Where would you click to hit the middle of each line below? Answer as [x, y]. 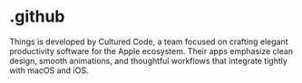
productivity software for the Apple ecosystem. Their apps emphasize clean [151, 51]
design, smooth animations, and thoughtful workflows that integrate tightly [149, 60]
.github [37, 17]
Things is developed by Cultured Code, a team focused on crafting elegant [149, 41]
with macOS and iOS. [49, 70]
